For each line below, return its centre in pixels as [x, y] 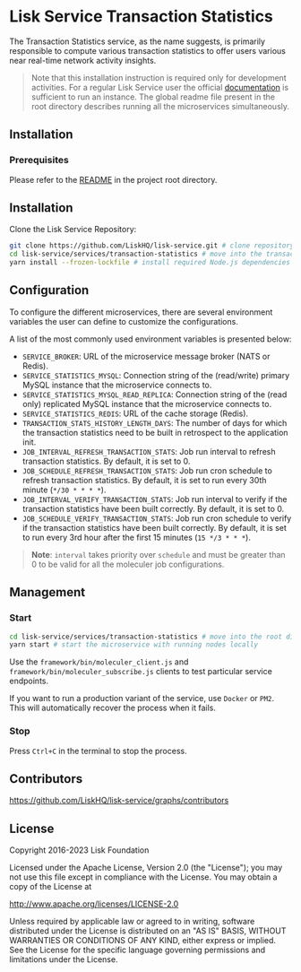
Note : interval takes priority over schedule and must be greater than [158, 554]
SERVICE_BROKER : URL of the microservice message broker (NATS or [146, 356]
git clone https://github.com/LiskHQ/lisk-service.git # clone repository [152, 246]
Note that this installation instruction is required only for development [159, 77]
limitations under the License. [64, 959]
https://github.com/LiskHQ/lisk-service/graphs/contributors [119, 801]
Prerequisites [39, 161]
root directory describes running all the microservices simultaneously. [160, 106]
